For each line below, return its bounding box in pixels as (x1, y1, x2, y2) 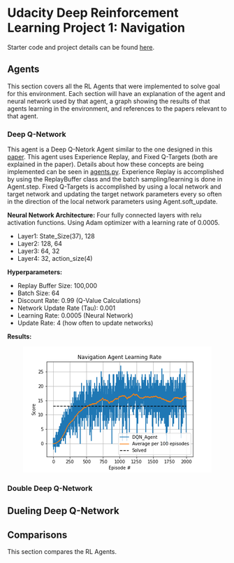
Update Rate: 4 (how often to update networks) (17, 319, 154, 327)
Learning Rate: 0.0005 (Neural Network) (17, 311, 134, 320)
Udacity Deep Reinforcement (7, 5, 179, 21)
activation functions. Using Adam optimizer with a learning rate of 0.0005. (7, 219, 220, 227)
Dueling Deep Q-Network (7, 505, 120, 517)
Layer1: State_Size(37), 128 (17, 232, 96, 240)
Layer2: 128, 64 (17, 240, 63, 248)
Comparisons (7, 529, 68, 541)
